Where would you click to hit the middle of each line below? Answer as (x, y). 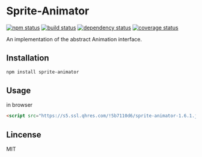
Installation (28, 58)
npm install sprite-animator (43, 72)
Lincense (24, 135)
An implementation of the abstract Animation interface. (74, 39)
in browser (20, 105)
